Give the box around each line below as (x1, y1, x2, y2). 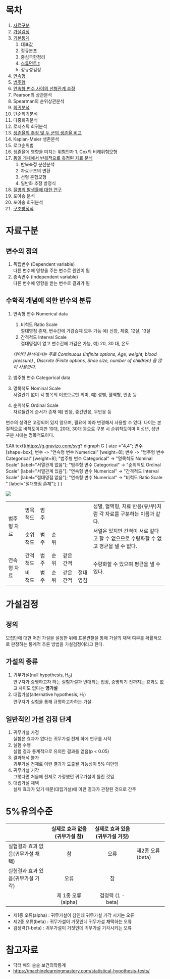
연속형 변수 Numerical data (13, 310, 68, 316)
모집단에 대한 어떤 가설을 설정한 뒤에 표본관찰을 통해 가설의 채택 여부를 (6, 635, 144, 641)
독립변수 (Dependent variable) (13, 261, 75, 267)
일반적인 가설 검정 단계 (6, 715, 72, 723)
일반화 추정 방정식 (20, 180, 56, 186)
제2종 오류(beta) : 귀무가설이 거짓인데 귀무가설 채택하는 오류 (13, 918, 132, 924)
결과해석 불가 (13, 754, 39, 761)
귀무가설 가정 (13, 729, 39, 735)
